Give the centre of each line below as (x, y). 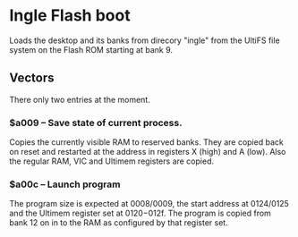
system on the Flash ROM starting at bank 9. (91, 49)
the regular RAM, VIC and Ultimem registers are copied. (112, 161)
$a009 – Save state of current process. (96, 123)
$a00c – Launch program (65, 184)
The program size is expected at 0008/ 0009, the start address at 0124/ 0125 (149, 204)
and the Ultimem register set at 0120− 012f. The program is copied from (140, 213)
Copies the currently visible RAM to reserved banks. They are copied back (146, 142)
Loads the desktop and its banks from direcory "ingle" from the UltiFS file (145, 40)
